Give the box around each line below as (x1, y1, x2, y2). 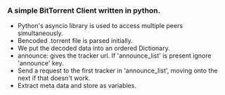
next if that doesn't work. (17, 74, 91, 82)
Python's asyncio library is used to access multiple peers (17, 22, 184, 30)
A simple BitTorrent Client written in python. (7, 6, 161, 15)
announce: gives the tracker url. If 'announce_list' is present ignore (17, 51, 212, 60)
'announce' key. (17, 59, 64, 68)
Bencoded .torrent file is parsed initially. (17, 37, 134, 45)
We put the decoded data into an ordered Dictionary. (17, 44, 170, 53)
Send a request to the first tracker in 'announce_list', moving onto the (17, 66, 218, 75)
